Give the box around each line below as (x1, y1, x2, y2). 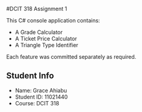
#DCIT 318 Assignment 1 (6, 5, 68, 12)
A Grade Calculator (15, 28, 63, 36)
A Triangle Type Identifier (15, 42, 79, 48)
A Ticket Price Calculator (15, 35, 77, 42)
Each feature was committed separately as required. (6, 53, 137, 60)
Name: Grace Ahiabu (15, 87, 68, 94)
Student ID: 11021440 (15, 93, 68, 100)
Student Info (6, 71, 54, 81)
